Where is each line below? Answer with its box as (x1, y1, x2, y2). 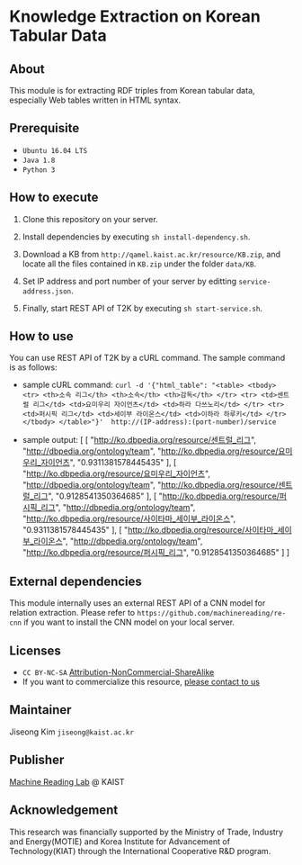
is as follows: (9, 362, 58, 373)
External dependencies (9, 573, 142, 589)
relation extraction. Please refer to (9, 608, 136, 618)
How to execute (9, 190, 99, 205)
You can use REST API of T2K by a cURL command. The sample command (9, 353, 286, 364)
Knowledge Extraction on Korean (9, 6, 261, 27)
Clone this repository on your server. (22, 213, 159, 224)
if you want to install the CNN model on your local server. (23, 617, 235, 627)
